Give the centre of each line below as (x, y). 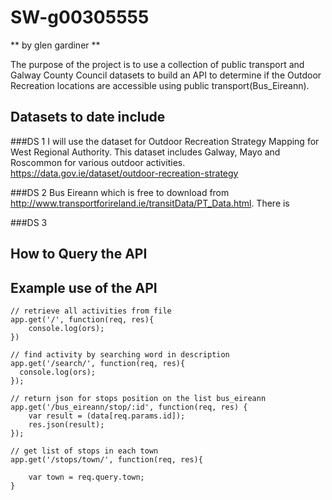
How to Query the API (79, 254)
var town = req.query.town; (86, 477)
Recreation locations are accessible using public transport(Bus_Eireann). (160, 85)
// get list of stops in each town (84, 451)
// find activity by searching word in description (120, 354)
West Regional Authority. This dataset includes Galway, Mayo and (145, 152)
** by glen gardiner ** (55, 45)
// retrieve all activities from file (91, 311)
